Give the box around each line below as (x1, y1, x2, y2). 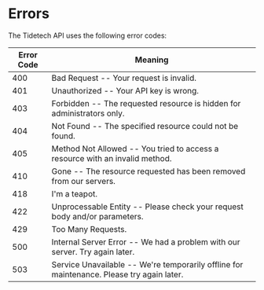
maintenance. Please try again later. (51, 269, 184, 280)
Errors (8, 5, 49, 23)
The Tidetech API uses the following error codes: (8, 31, 167, 40)
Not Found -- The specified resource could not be (51, 120, 239, 131)
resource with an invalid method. (51, 152, 172, 163)
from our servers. (51, 175, 116, 186)
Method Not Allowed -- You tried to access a (51, 143, 219, 154)
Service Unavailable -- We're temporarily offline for (51, 259, 244, 270)
